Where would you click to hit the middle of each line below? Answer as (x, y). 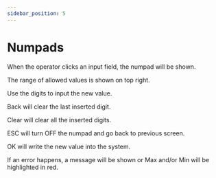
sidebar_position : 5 (37, 13)
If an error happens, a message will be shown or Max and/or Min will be (108, 159)
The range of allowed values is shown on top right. (79, 80)
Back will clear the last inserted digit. (59, 107)
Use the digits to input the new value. (60, 93)
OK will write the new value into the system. (69, 146)
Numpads (35, 47)
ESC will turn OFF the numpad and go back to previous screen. (96, 133)
